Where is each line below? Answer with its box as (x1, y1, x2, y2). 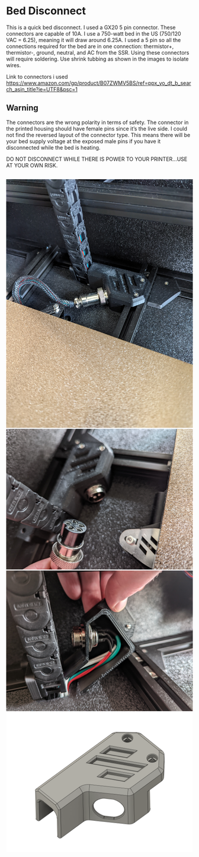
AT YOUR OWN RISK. (6, 161, 58, 169)
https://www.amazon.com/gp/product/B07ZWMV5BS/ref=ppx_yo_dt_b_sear (6, 79, 191, 87)
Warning (6, 103, 38, 113)
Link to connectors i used (6, 73, 68, 80)
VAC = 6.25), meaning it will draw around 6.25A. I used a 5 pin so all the (6, 36, 181, 43)
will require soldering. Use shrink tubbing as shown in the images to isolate (6, 55, 189, 62)
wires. (6, 61, 21, 69)
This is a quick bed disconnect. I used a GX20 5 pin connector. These (6, 24, 176, 31)
